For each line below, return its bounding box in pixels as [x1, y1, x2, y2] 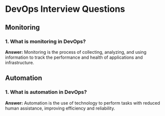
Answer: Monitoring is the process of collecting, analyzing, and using [5, 49, 147, 55]
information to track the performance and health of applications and [5, 54, 143, 60]
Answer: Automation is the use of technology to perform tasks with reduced [5, 100, 160, 106]
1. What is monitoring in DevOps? [5, 38, 86, 45]
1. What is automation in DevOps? [5, 89, 87, 96]
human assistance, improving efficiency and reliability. [5, 105, 115, 111]
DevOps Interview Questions [5, 3, 126, 15]
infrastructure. [5, 59, 34, 65]
